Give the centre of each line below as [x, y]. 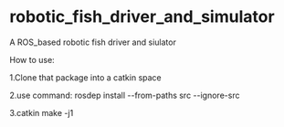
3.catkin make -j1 [42, 112]
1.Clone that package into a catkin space [85, 77]
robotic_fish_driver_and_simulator [142, 17]
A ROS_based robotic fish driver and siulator [93, 42]
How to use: [32, 59]
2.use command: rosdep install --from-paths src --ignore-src [125, 95]
